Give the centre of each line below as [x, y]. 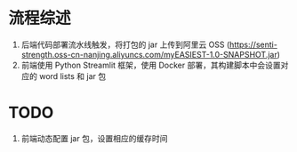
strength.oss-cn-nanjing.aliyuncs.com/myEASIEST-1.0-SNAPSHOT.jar [149, 54]
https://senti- [253, 44]
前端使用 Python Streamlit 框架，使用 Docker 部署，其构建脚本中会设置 [151, 65]
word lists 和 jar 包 [72, 76]
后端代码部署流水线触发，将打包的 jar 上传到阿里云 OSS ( [125, 44]
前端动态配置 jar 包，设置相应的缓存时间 [94, 138]
